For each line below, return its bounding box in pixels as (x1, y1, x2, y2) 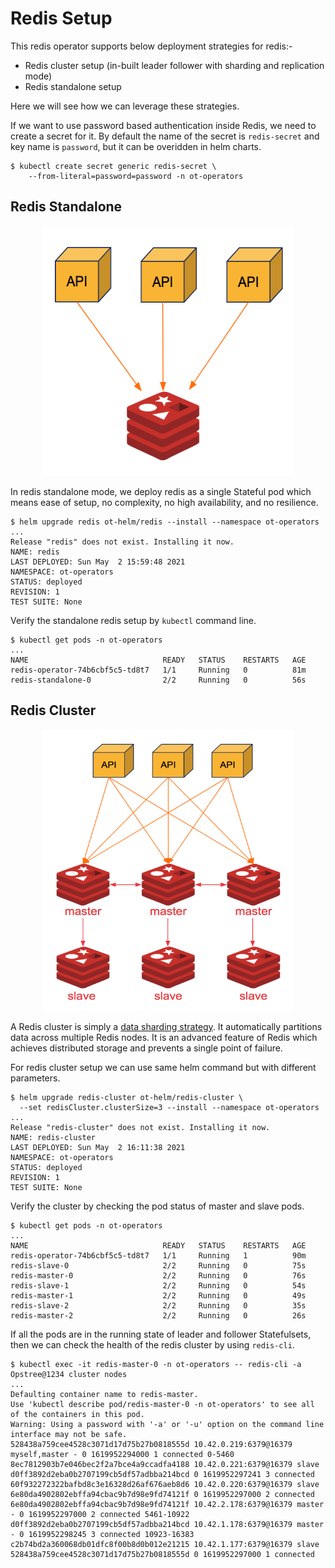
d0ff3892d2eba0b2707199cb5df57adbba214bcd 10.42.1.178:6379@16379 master (10, 1519, 325, 1529)
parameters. (10, 1072, 61, 1084)
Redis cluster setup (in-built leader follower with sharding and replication (24, 59, 325, 71)
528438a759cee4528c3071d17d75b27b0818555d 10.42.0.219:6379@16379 (10, 1439, 293, 1449)
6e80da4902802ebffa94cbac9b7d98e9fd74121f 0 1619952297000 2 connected (10, 1489, 315, 1499)
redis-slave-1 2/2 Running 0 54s (10, 1280, 307, 1291)
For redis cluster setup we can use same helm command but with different (10, 1061, 317, 1073)
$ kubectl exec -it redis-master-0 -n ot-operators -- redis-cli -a (10, 1359, 302, 1369)
